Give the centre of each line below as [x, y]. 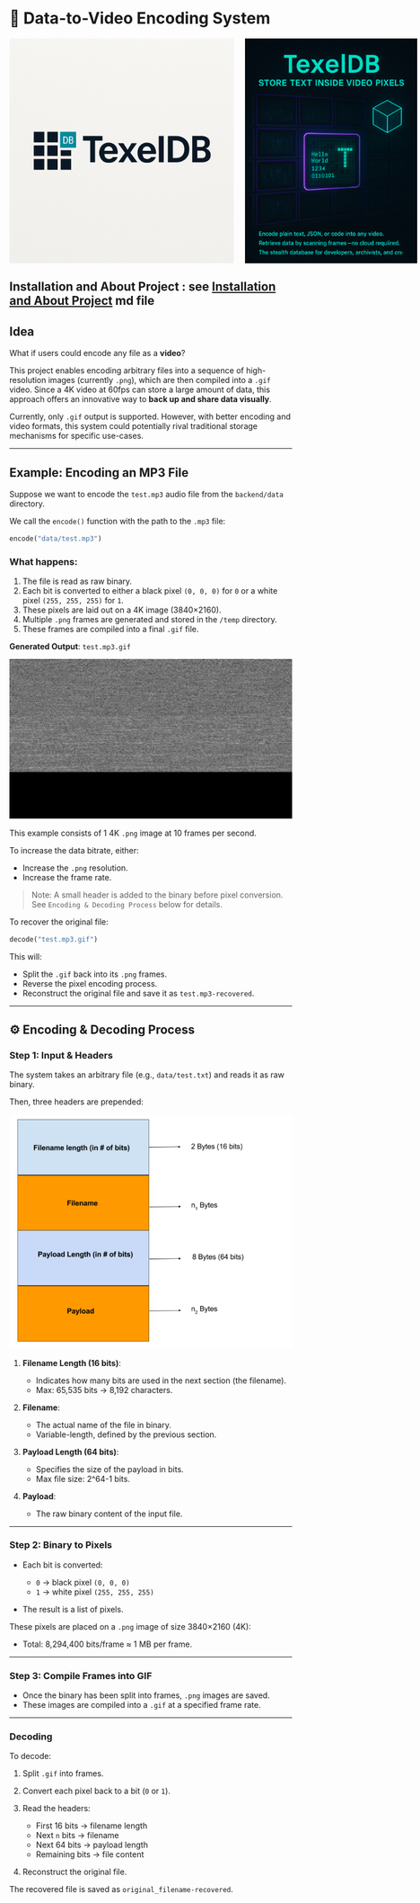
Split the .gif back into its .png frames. [95, 974]
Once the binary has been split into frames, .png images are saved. [146, 1695]
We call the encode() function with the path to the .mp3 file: [118, 521]
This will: [26, 956]
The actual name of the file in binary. [104, 1425]
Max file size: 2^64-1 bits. [83, 1479]
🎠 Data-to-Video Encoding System [140, 18]
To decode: [31, 1756]
